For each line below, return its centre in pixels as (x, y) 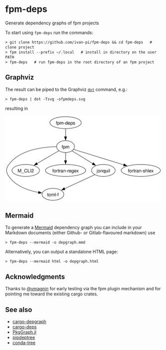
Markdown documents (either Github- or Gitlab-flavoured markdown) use (80, 233)
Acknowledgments (35, 277)
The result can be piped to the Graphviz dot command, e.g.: (66, 89)
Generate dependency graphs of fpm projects (52, 23)
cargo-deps (24, 327)
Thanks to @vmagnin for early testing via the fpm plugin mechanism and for (83, 289)
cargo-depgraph (29, 322)
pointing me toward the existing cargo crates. (52, 294)
